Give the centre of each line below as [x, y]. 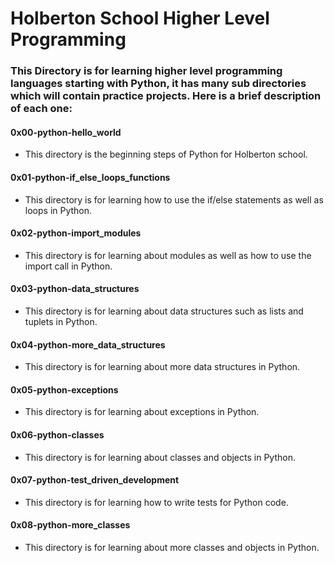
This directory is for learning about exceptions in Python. [142, 412]
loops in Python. [58, 210]
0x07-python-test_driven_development [95, 480]
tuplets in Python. [61, 321]
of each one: [41, 109]
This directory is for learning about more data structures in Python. [162, 367]
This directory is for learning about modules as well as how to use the [168, 255]
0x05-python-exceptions [64, 389]
